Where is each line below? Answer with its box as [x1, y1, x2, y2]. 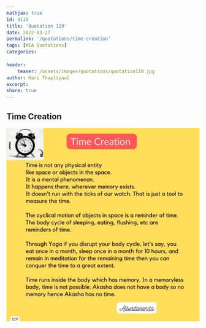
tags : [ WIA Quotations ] [6, 42, 67, 49]
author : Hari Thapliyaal [6, 74, 70, 81]
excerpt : [6, 81, 29, 87]
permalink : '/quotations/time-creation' [6, 36, 112, 42]
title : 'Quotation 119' [6, 23, 67, 29]
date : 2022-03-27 [6, 29, 51, 36]
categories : [6, 49, 37, 55]
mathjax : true [6, 10, 43, 16]
